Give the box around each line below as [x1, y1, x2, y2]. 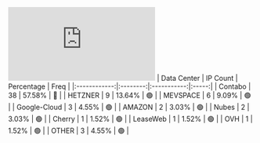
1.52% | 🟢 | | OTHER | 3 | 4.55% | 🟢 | [8, 126, 129, 135]
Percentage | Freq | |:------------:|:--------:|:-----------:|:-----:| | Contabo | [8, 82, 251, 91]
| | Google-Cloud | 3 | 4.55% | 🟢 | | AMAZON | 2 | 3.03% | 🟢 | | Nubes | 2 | [8, 102, 250, 112]
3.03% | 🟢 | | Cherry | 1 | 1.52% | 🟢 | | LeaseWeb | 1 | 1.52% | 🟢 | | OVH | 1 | [8, 114, 253, 123]
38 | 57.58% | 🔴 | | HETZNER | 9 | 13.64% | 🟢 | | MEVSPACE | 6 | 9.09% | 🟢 [8, 90, 251, 100]
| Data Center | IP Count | [156, 74, 238, 82]
